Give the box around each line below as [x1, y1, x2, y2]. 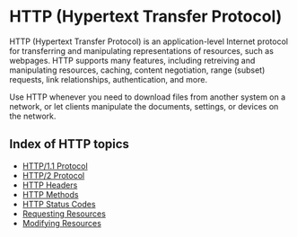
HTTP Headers [22, 180, 78, 190]
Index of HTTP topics [9, 136, 130, 152]
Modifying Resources [22, 217, 101, 228]
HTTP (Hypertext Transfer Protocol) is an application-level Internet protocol [9, 36, 289, 47]
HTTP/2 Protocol [22, 170, 85, 180]
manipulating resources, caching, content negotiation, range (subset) [9, 65, 266, 75]
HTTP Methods [22, 189, 79, 199]
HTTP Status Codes [22, 198, 96, 209]
